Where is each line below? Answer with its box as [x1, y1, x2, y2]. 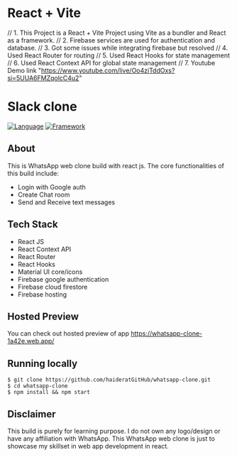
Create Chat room [17, 190, 70, 199]
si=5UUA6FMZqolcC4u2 [7, 73, 79, 82]
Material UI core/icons [17, 268, 83, 276]
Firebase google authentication [17, 275, 109, 283]
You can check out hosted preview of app [7, 329, 130, 338]
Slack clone [7, 99, 77, 115]
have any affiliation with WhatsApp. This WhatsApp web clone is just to [7, 434, 215, 443]
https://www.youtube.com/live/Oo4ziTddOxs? [41, 66, 175, 75]
